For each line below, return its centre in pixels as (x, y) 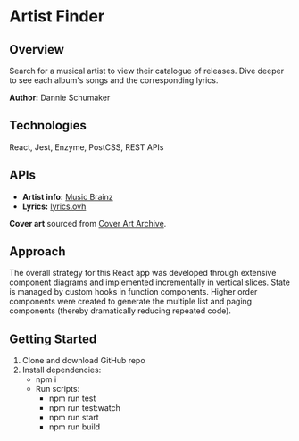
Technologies (48, 125)
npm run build (75, 427)
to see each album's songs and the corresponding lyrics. (114, 80)
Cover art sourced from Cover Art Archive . (88, 223)
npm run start (74, 418)
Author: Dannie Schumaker (60, 97)
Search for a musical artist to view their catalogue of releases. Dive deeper (146, 71)
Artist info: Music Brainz (67, 196)
